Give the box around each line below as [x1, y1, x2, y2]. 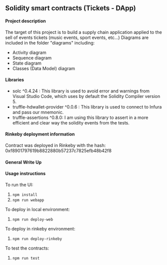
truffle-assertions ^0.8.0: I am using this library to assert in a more [12, 114, 148, 120]
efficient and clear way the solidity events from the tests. [12, 119, 130, 125]
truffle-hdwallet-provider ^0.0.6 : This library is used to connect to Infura [12, 103, 162, 109]
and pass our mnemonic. [12, 109, 64, 115]
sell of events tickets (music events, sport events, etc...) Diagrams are [5, 34, 149, 40]
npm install [12, 192, 37, 197]
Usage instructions [5, 170, 46, 176]
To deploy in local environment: [5, 206, 70, 212]
